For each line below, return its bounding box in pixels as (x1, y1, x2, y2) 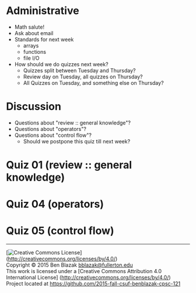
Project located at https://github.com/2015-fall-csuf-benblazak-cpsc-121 (6, 280, 181, 287)
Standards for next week (14, 36, 74, 43)
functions (23, 48, 47, 55)
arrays (23, 42, 39, 49)
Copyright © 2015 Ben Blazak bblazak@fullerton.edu (6, 261, 133, 268)
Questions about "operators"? (14, 125, 86, 132)
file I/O (23, 54, 40, 61)
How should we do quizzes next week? (14, 60, 109, 68)
